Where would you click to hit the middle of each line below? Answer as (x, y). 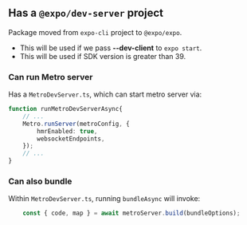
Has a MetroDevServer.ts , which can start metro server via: (105, 94)
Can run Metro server (51, 77)
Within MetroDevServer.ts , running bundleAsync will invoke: (104, 199)
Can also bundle (40, 181)
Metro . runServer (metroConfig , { (76, 124)
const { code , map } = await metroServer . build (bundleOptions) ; (131, 213)
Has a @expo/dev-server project (86, 13)
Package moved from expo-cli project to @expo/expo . (95, 32)
